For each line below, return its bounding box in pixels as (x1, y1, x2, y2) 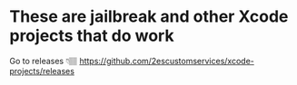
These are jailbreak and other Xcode (9, 6, 289, 27)
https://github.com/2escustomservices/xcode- (79, 55, 254, 66)
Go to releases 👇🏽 (9, 55, 78, 66)
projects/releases (9, 65, 75, 76)
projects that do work (9, 25, 174, 46)
